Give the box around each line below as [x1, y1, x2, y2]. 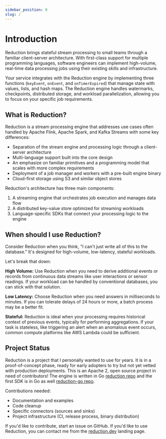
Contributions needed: [5, 388, 51, 394]
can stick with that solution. [5, 284, 61, 290]
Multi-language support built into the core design [12, 154, 113, 160]
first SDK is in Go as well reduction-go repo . [5, 378, 95, 384]
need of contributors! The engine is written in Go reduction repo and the [5, 373, 153, 379]
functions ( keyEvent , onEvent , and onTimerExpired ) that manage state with [5, 80, 155, 86]
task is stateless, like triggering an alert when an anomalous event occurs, [5, 324, 157, 330]
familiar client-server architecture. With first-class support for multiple [5, 55, 149, 61]
